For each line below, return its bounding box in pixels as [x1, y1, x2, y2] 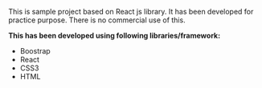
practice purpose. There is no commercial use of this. [8, 15, 186, 25]
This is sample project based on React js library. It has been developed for [8, 7, 254, 16]
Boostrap [19, 46, 51, 55]
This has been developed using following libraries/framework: [8, 31, 221, 40]
